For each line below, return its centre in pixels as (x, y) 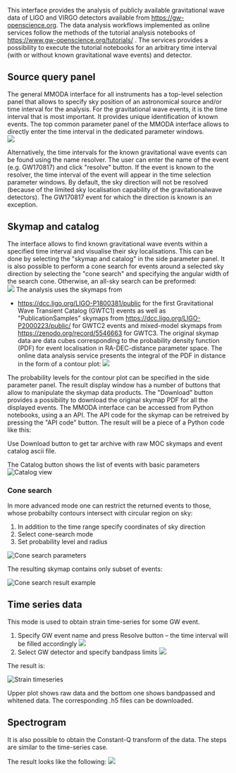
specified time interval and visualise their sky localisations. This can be (110, 251)
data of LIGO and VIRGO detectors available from (79, 18)
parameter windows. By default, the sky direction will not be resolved (108, 182)
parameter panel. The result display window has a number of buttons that (114, 385)
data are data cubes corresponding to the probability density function (118, 340)
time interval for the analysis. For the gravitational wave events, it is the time (117, 109)
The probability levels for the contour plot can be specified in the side (108, 377)
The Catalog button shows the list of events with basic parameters (104, 465)
